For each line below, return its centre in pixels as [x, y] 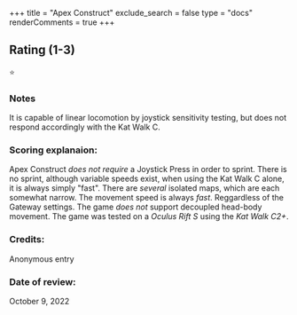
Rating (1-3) [42, 50]
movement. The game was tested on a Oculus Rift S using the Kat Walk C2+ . [149, 217]
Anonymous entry [42, 259]
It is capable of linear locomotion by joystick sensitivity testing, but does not [148, 118]
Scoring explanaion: [53, 150]
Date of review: [43, 281]
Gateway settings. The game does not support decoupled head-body [136, 207]
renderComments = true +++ [62, 22]
